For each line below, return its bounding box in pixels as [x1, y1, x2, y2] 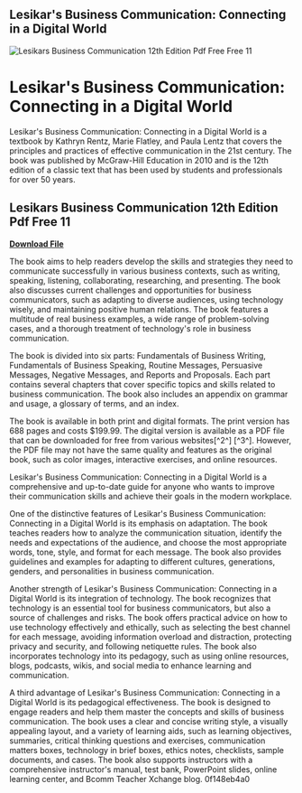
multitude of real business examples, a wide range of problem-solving [9, 313, 270, 324]
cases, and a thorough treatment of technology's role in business [9, 322, 252, 333]
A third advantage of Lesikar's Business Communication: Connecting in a [9, 686, 281, 698]
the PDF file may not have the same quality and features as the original [9, 444, 272, 455]
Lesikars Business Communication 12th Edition [9, 201, 279, 216]
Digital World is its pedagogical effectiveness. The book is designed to [9, 696, 271, 707]
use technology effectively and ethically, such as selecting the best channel [9, 621, 291, 632]
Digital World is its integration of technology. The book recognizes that [9, 592, 271, 603]
